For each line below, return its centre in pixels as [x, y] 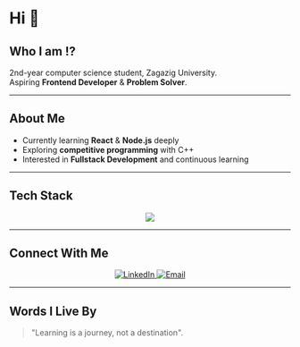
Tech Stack [41, 196]
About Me [37, 118]
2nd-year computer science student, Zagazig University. [113, 72]
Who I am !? [42, 51]
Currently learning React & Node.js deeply [100, 140]
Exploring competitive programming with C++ [108, 149]
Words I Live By [53, 311]
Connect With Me [59, 254]
